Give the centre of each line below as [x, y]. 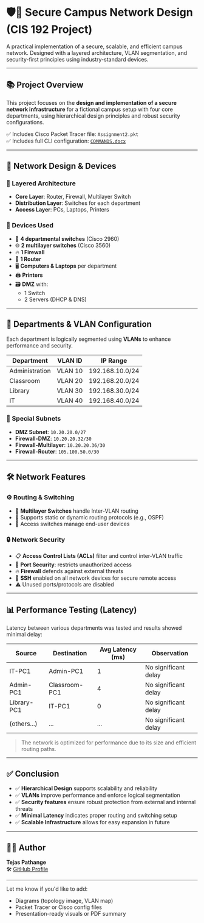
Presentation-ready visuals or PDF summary [70, 914]
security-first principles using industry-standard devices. [77, 59]
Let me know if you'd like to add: [47, 889]
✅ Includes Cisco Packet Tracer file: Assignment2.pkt [72, 134]
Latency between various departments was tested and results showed [94, 628]
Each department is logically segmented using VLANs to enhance [89, 339]
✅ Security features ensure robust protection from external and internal [105, 802]
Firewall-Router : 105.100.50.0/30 [57, 451]
